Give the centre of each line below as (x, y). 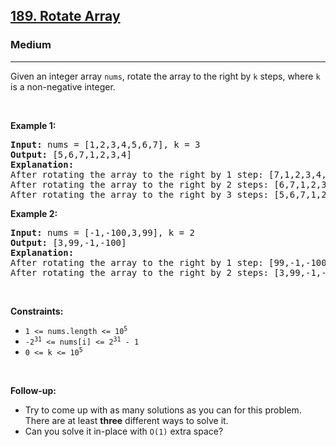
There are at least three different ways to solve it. (126, 420)
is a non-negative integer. (63, 86)
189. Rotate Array (65, 16)
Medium (31, 45)
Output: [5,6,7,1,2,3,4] (71, 154)
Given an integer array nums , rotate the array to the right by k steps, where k (165, 76)
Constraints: (37, 311)
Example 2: (34, 213)
